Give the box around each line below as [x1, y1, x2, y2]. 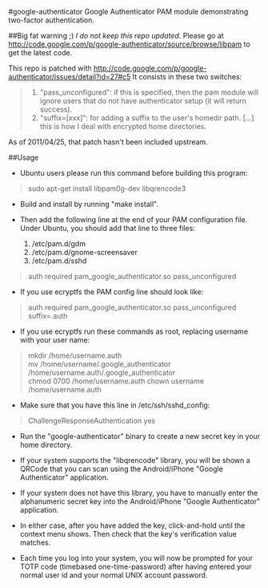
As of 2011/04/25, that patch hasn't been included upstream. [8, 137, 208, 147]
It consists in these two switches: [132, 72, 242, 81]
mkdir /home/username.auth [27, 351, 122, 360]
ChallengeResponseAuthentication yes [27, 416, 156, 425]
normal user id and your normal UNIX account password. [19, 570, 208, 580]
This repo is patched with [8, 63, 92, 73]
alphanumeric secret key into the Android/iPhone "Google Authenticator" [19, 497, 261, 506]
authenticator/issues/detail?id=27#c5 [8, 72, 131, 81]
